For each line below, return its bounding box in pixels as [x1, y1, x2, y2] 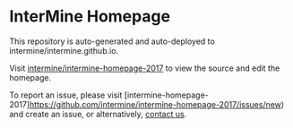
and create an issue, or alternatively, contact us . [9, 108, 187, 119]
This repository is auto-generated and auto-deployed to [9, 36, 215, 47]
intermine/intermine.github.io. [9, 45, 119, 55]
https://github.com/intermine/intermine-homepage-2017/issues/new [30, 98, 282, 109]
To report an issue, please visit [9, 90, 123, 100]
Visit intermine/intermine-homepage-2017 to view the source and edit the [9, 63, 280, 73]
